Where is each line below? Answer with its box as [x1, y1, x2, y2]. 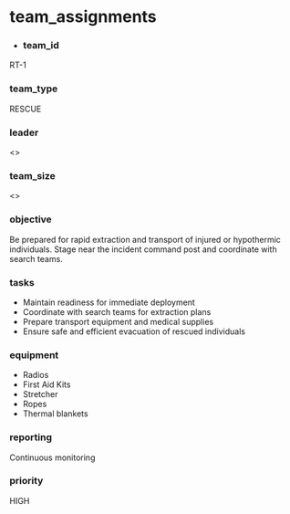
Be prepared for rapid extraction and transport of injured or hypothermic [9, 234, 281, 245]
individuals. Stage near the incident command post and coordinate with [9, 244, 277, 255]
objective [9, 213, 52, 226]
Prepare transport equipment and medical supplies [22, 316, 214, 327]
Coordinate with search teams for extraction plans [22, 306, 212, 317]
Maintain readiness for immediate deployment [22, 297, 196, 308]
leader [9, 126, 39, 139]
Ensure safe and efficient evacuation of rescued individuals [22, 326, 246, 337]
